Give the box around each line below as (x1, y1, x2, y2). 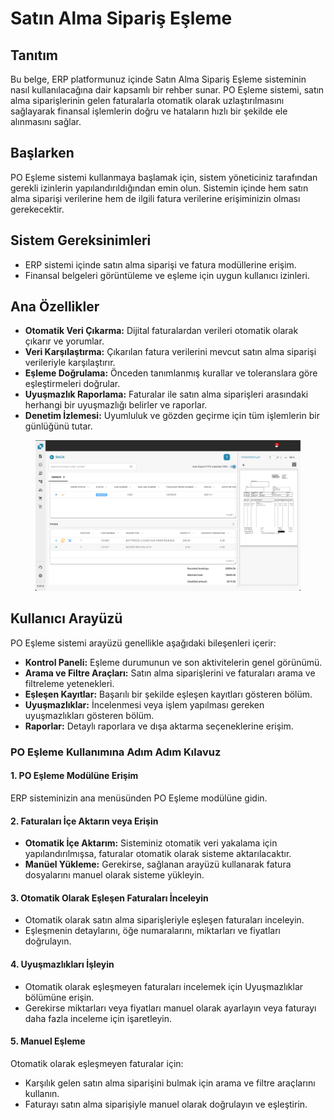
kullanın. (24, 1087, 60, 1099)
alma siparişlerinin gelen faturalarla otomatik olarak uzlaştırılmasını (10, 95, 285, 106)
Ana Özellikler (10, 298, 100, 316)
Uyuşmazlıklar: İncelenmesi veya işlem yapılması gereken (24, 698, 265, 711)
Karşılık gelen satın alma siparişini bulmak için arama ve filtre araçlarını (24, 1077, 316, 1089)
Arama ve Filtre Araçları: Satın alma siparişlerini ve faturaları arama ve (24, 667, 316, 679)
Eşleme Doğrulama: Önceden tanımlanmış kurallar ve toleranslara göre (24, 367, 318, 379)
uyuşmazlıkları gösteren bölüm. (24, 709, 155, 721)
